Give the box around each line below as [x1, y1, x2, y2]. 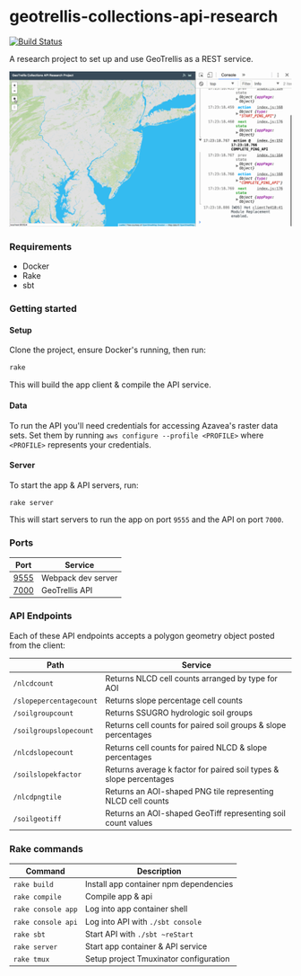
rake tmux [13, 955, 50, 964]
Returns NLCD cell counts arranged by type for [105, 672, 278, 684]
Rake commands [9, 842, 83, 855]
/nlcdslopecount [13, 749, 74, 758]
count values [105, 818, 153, 829]
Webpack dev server [41, 572, 118, 583]
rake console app [13, 905, 78, 914]
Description [136, 865, 182, 876]
